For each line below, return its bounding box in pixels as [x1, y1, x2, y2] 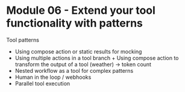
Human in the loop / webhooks [14, 73, 92, 81]
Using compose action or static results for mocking [14, 48, 142, 55]
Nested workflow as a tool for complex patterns [14, 67, 134, 74]
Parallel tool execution [14, 79, 71, 87]
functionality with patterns [6, 16, 143, 30]
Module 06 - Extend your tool [6, 4, 155, 17]
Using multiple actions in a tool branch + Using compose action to [14, 54, 179, 61]
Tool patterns [6, 36, 39, 43]
